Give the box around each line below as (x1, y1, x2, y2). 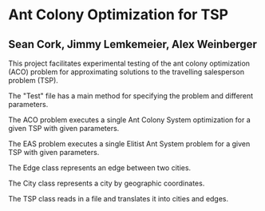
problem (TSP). (8, 76, 58, 85)
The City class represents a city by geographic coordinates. (8, 178, 205, 188)
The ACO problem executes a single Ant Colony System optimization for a (8, 115, 251, 125)
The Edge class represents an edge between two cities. (8, 163, 192, 173)
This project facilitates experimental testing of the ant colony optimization (8, 58, 250, 68)
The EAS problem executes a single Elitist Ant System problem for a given (8, 139, 251, 149)
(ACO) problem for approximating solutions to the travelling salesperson (8, 67, 245, 77)
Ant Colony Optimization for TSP (8, 6, 229, 24)
